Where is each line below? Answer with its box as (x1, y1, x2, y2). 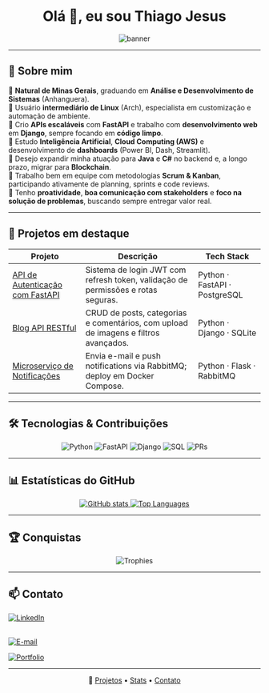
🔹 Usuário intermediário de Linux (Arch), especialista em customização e (8, 102, 251, 112)
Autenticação (12, 279, 62, 290)
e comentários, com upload (85, 317, 188, 328)
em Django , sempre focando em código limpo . (8, 128, 163, 138)
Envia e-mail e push (85, 350, 162, 361)
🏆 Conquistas (8, 531, 82, 544)
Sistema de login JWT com (85, 264, 187, 275)
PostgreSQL (198, 289, 243, 300)
